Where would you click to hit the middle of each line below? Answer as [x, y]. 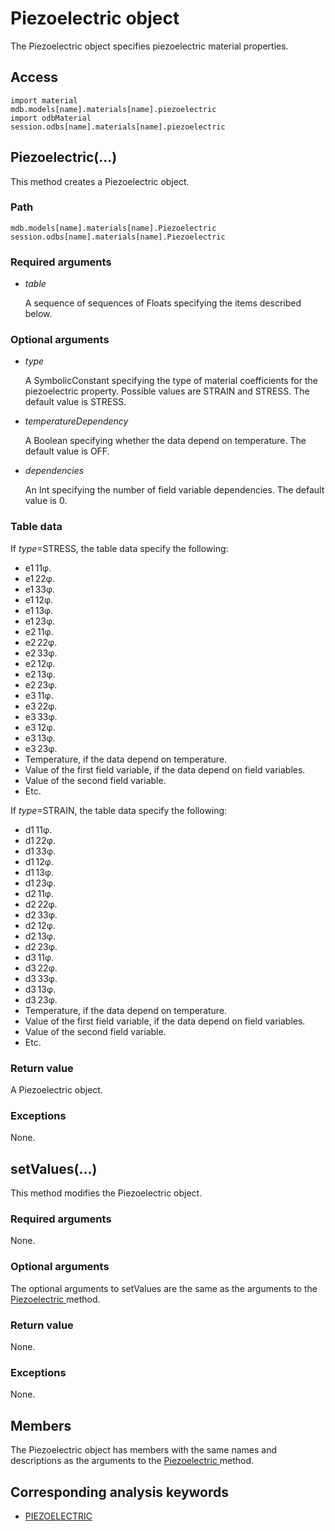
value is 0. [46, 501]
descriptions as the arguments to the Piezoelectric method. [132, 1461]
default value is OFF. [67, 451]
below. [38, 314]
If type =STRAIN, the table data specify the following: [119, 810]
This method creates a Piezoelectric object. [100, 181]
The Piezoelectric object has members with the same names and [143, 1450]
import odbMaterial [51, 118]
